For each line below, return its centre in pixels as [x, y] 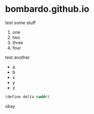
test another [18, 57]
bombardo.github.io [47, 9]
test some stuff [21, 23]
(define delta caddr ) [27, 97]
